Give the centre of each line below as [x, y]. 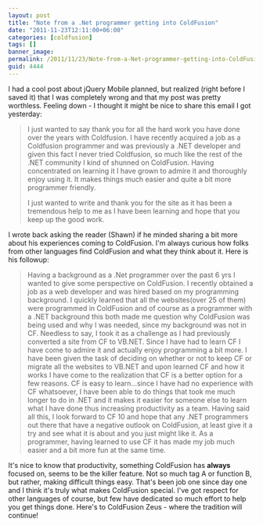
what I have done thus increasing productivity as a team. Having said [139, 408]
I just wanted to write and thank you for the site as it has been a [130, 203]
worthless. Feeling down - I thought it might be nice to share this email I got [130, 105]
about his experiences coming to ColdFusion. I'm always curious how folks [128, 243]
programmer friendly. [61, 187]
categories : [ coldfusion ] [50, 37]
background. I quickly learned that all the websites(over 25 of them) [137, 300]
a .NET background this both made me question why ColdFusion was [139, 316]
